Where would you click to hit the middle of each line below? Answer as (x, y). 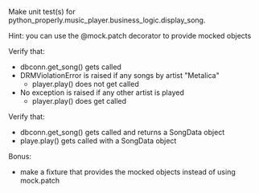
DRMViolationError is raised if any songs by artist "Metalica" (119, 75)
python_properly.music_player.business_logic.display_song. (107, 20)
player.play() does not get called (85, 84)
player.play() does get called (79, 101)
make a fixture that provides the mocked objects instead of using (127, 172)
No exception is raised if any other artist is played (102, 92)
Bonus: (20, 156)
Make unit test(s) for (42, 12)
